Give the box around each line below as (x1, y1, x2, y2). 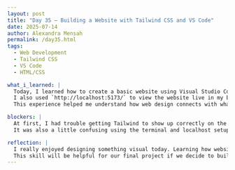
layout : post (7, 10, 45, 17)
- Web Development (13, 50, 68, 57)
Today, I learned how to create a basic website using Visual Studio (13, 88, 220, 95)
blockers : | (7, 113, 42, 121)
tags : (7, 43, 23, 50)
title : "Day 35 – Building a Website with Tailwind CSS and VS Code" (7, 17, 215, 24)
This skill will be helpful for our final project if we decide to (13, 152, 215, 160)
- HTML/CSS (13, 69, 45, 76)
